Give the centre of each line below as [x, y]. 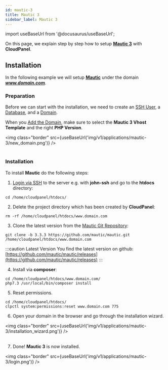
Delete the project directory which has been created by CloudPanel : [84, 207]
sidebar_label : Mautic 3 [31, 19]
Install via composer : [35, 269]
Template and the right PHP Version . [44, 128]
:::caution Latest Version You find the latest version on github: [69, 249]
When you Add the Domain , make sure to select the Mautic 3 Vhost [76, 122]
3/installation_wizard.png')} [34, 331]
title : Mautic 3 [22, 15]
